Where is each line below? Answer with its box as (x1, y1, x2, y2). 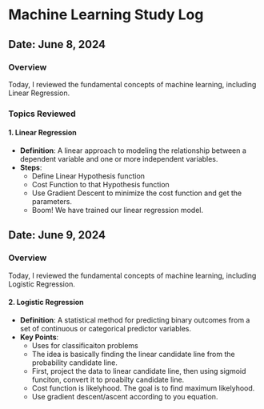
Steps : (19, 162, 42, 172)
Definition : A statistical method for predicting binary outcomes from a (19, 315, 250, 325)
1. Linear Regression (8, 128, 78, 138)
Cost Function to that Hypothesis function (31, 180, 170, 189)
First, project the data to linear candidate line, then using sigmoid (31, 366, 246, 375)
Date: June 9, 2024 (8, 228, 106, 242)
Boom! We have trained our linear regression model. (31, 206, 204, 215)
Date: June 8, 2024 (8, 38, 106, 51)
